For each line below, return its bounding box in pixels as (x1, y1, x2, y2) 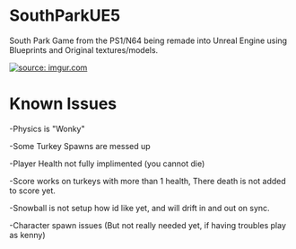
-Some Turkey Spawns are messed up (9, 140, 151, 151)
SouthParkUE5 (9, 5, 121, 26)
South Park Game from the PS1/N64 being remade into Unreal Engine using (9, 35, 288, 46)
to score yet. (9, 185, 57, 196)
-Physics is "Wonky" (9, 123, 85, 134)
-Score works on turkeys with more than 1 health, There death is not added (9, 175, 287, 186)
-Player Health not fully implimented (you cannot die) (9, 158, 205, 169)
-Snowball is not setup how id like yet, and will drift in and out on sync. (9, 202, 271, 213)
